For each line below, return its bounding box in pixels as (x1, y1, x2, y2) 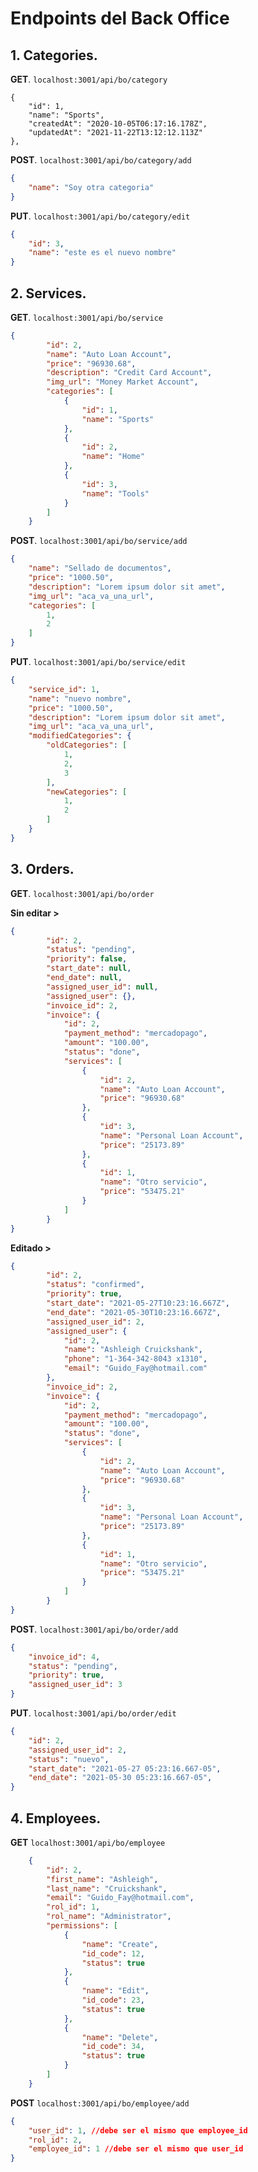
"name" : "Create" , (81, 1939, 159, 1949)
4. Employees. (10, 1810, 102, 1827)
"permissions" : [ (46, 1921, 118, 1931)
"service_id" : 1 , (28, 684, 101, 694)
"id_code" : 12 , (81, 1948, 145, 1959)
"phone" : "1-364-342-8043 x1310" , (63, 1354, 208, 1364)
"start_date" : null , (46, 963, 132, 974)
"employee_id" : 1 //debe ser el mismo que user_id (28, 2144, 244, 2154)
